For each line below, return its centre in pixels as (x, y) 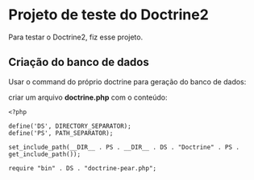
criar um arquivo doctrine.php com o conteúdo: (88, 97)
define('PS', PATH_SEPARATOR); (61, 133)
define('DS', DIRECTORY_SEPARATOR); (70, 126)
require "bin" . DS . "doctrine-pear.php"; (83, 168)
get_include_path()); (45, 154)
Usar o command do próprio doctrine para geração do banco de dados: (127, 81)
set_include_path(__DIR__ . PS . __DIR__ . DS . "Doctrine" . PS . (124, 147)
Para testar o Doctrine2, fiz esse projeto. (76, 37)
